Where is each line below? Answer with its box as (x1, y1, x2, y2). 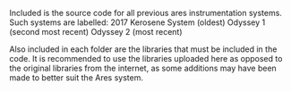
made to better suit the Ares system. (9, 72, 143, 83)
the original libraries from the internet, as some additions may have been (9, 63, 278, 73)
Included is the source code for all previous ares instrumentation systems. (9, 8, 282, 18)
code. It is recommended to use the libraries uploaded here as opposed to (9, 54, 283, 63)
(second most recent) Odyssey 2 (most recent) (9, 27, 183, 37)
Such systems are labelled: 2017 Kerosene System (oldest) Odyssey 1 (9, 17, 266, 28)
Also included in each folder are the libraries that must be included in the (9, 44, 278, 54)
